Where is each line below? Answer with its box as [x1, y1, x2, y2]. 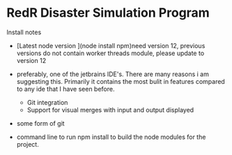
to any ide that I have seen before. [16, 84, 115, 93]
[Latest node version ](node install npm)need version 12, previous [16, 41, 206, 50]
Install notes [6, 28, 42, 36]
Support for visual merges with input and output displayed [26, 105, 194, 114]
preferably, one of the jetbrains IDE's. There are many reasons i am [16, 70, 210, 78]
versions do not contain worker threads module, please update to [16, 49, 205, 57]
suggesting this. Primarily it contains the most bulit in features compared [16, 77, 226, 85]
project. [16, 140, 39, 148]
